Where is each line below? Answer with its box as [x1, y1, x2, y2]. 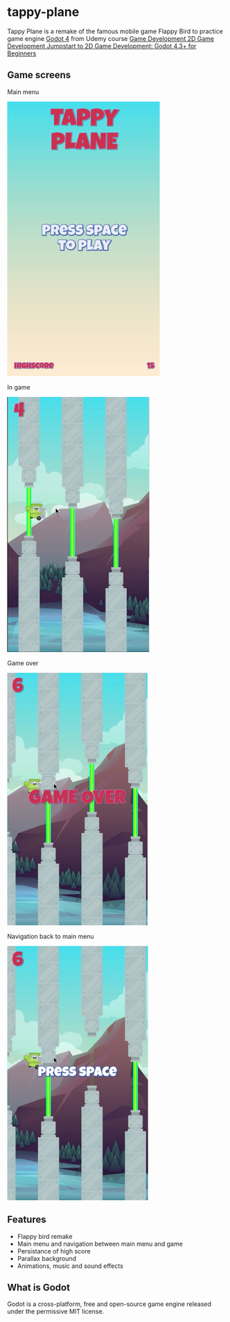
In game [7, 382, 30, 391]
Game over [7, 659, 39, 667]
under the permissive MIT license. [7, 1307, 105, 1316]
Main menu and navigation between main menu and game [17, 1240, 184, 1248]
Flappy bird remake [17, 1232, 73, 1240]
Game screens [7, 69, 71, 81]
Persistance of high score [17, 1246, 91, 1255]
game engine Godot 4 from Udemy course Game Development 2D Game [7, 34, 215, 42]
